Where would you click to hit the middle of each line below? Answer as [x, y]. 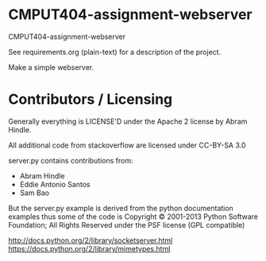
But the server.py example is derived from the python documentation [121, 208]
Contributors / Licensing [91, 100]
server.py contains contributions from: [71, 160]
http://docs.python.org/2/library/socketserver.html [91, 240]
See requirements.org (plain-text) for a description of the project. [115, 52]
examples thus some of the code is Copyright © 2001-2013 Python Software [133, 217]
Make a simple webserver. [51, 67]
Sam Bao [35, 193]
